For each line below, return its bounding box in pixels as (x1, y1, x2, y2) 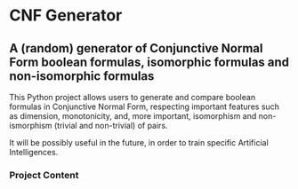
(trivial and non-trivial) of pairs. (53, 121, 168, 130)
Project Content (9, 169, 79, 181)
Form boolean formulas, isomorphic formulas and (9, 54, 290, 69)
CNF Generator (9, 5, 123, 26)
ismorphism (9, 121, 52, 130)
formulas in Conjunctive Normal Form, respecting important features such (9, 101, 280, 112)
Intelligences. (9, 147, 59, 157)
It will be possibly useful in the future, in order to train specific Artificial (9, 138, 269, 147)
